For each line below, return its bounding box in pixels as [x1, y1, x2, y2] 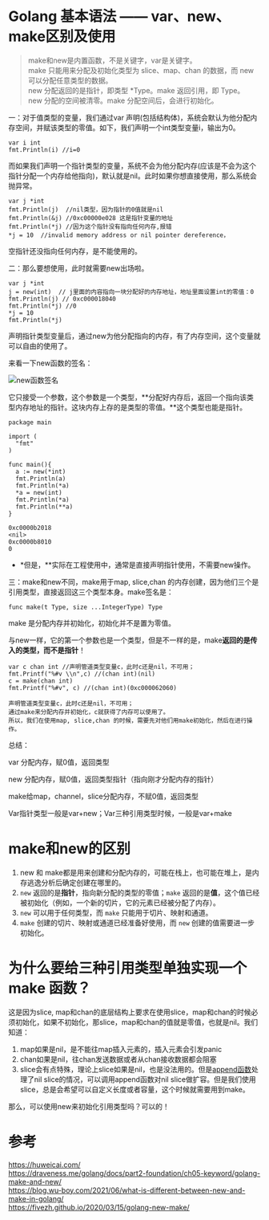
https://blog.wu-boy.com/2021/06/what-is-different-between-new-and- [8, 1185, 246, 1195]
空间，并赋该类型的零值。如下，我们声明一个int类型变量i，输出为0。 [14, 122, 240, 133]
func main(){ [8, 460, 52, 468]
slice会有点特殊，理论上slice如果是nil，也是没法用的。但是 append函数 [19, 1064, 252, 1074]
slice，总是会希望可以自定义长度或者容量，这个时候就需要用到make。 [19, 1084, 250, 1094]
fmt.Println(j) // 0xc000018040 [8, 295, 116, 303]
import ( [8, 432, 38, 440]
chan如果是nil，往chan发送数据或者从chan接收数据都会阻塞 [19, 1054, 218, 1064]
